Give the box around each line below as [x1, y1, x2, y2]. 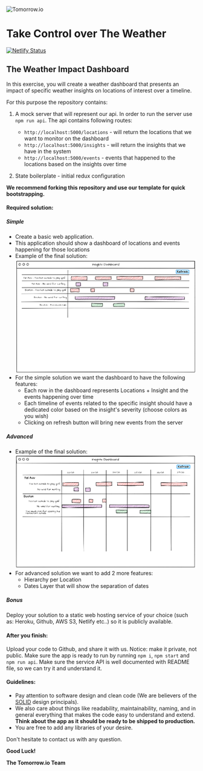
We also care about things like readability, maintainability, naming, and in [14, 705, 196, 712]
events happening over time [24, 393, 94, 401]
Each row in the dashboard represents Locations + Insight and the [24, 387, 188, 394]
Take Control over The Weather [6, 27, 167, 40]
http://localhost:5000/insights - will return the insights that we [24, 141, 186, 148]
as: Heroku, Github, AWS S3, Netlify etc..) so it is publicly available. [6, 618, 173, 625]
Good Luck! [6, 747, 36, 755]
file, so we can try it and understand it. [6, 665, 102, 672]
